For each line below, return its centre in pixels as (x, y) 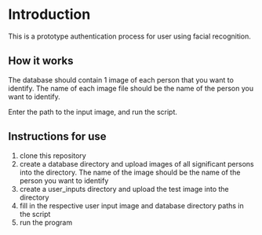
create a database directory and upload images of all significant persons (136, 163)
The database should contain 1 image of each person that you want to (121, 79)
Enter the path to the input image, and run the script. (93, 112)
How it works (41, 61)
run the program (46, 222)
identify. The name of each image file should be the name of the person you (131, 88)
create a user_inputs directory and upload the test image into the (124, 189)
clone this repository (53, 156)
